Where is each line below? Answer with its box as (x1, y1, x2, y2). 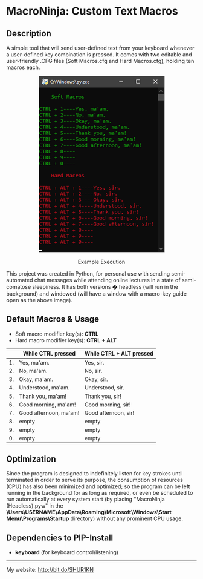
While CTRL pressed (23, 350, 76, 357)
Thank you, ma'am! (19, 392, 66, 400)
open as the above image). (6, 297, 72, 303)
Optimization (6, 454, 56, 464)
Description (6, 28, 51, 39)
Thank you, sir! (84, 392, 122, 400)
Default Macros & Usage (6, 314, 100, 325)
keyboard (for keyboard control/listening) (14, 548, 119, 555)
